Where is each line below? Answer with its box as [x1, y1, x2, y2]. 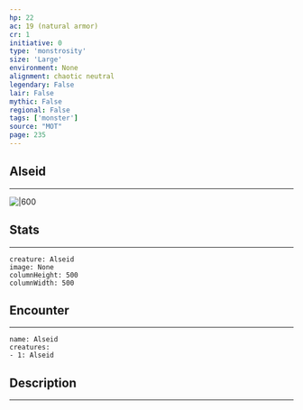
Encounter [9, 303, 69, 318]
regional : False [9, 105, 70, 114]
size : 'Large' [9, 55, 63, 64]
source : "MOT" [9, 123, 63, 132]
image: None [9, 262, 54, 271]
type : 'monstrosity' [9, 47, 87, 56]
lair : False [9, 88, 54, 97]
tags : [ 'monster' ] [9, 114, 78, 123]
